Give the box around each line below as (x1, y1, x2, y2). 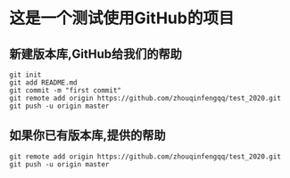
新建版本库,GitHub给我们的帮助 (9, 46, 183, 61)
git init (9, 70, 42, 79)
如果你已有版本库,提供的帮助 (9, 128, 167, 143)
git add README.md (9, 78, 78, 87)
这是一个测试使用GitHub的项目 (9, 8, 235, 28)
